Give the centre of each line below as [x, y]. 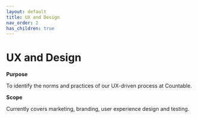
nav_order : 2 [22, 23]
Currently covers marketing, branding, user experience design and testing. [98, 109]
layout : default [26, 12]
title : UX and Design [33, 17]
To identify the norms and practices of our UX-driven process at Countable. [99, 86]
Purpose [17, 74]
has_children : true [30, 28]
